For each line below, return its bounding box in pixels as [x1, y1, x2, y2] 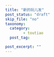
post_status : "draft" [5, 12, 50, 17]
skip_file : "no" [5, 16, 39, 21]
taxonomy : [5, 21, 26, 26]
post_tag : [9, 35, 30, 40]
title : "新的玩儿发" [5, 7, 44, 12]
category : [9, 26, 30, 31]
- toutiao [23, 30, 43, 35]
